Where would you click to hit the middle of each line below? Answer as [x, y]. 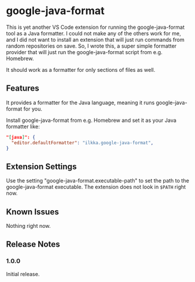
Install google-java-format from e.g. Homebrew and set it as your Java [91, 120]
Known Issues [33, 212]
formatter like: [23, 126]
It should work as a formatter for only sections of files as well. [81, 69]
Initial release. [23, 274]
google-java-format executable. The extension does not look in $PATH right [96, 187]
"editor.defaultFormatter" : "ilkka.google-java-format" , [83, 142]
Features [23, 89]
